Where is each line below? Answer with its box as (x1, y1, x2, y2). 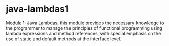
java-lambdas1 (6, 3, 69, 15)
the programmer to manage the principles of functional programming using (6, 25, 163, 31)
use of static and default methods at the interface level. (6, 36, 121, 42)
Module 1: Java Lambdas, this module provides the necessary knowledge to (6, 20, 164, 26)
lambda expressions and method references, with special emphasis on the (6, 30, 161, 36)
